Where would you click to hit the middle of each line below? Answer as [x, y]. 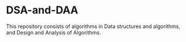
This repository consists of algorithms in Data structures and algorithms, [93, 26]
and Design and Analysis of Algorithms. [54, 32]
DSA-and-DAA [42, 10]
